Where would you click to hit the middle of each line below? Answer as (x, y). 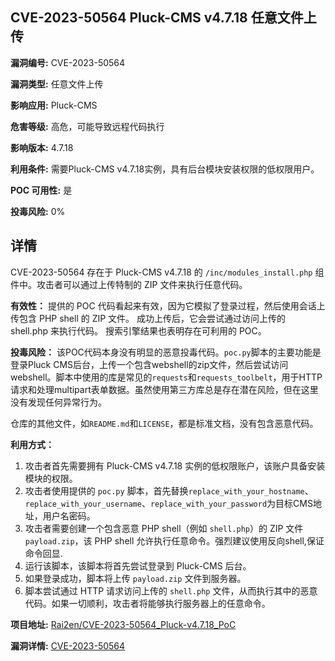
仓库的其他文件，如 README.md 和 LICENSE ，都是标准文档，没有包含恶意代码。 (164, 423)
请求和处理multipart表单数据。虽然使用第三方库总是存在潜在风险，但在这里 (164, 389)
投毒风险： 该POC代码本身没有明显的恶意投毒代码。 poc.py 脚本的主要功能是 (166, 352)
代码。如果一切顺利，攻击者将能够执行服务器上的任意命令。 (147, 603)
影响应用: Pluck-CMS (54, 105)
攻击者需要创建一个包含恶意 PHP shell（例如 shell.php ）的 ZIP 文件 (164, 528)
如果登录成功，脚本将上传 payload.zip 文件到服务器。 (135, 578)
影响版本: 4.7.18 (42, 147)
